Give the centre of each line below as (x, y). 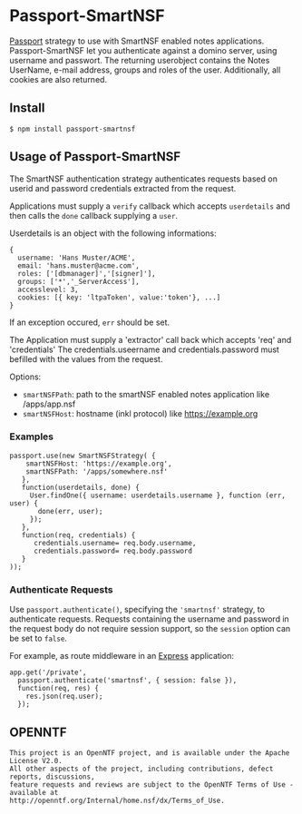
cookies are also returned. (58, 79)
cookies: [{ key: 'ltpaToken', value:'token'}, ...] (119, 297)
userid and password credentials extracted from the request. (123, 188)
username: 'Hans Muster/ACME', (77, 258)
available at (34, 792)
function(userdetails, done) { (81, 487)
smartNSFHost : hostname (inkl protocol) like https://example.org (140, 413)
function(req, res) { (58, 689)
